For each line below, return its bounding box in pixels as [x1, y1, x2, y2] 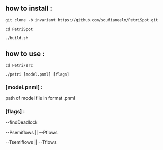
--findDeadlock [5, 119, 38, 126]
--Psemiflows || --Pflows [5, 130, 58, 136]
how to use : [5, 49, 45, 58]
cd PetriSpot [5, 27, 33, 32]
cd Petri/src [5, 63, 33, 68]
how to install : [5, 4, 52, 13]
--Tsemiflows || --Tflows [5, 139, 57, 145]
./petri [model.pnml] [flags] [5, 71, 70, 77]
